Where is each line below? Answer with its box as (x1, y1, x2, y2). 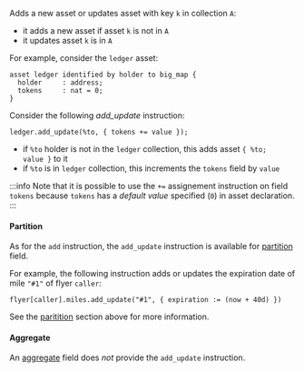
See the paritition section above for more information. (9, 311, 210, 322)
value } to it (22, 154, 68, 164)
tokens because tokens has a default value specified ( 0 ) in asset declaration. (9, 190, 295, 201)
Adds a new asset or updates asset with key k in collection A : (9, 8, 237, 18)
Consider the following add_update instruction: (9, 110, 185, 121)
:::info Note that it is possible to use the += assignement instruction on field (9, 181, 289, 191)
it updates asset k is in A (22, 35, 113, 45)
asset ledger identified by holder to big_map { (9, 70, 197, 79)
